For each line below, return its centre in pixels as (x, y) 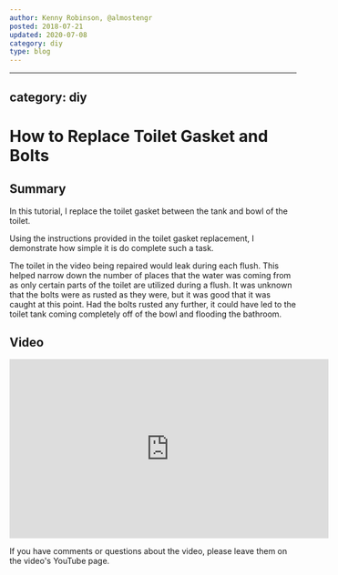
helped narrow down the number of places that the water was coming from (150, 275)
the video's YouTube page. (60, 561)
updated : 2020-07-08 (49, 35)
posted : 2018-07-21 (46, 26)
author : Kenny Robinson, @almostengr (81, 18)
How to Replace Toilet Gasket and (139, 136)
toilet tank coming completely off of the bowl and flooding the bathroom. (146, 314)
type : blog (30, 52)
